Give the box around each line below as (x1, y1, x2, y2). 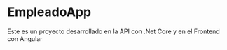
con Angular (7, 34, 43, 42)
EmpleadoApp (7, 4, 92, 20)
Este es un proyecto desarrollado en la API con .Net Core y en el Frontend (7, 27, 221, 35)
